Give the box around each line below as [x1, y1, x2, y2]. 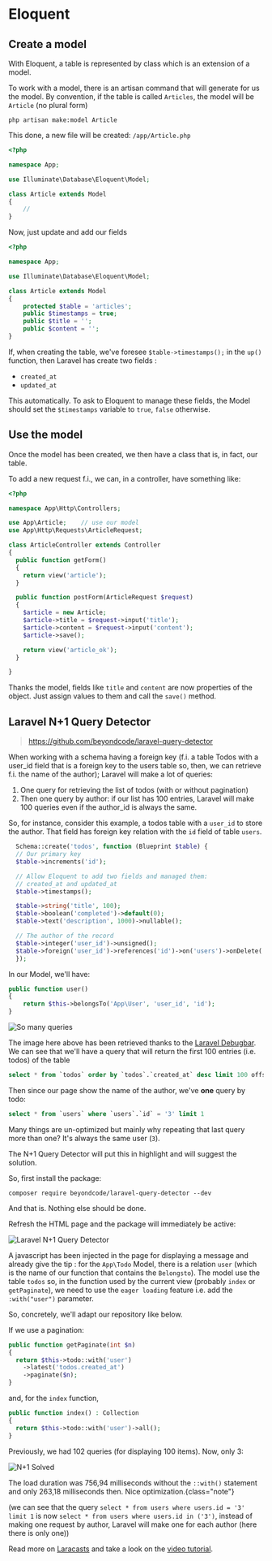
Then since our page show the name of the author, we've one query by [8, 1085, 245, 1095]
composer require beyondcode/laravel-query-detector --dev [8, 1189, 212, 1197]
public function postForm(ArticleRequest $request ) [15, 594, 194, 602]
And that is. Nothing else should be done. [8, 1203, 147, 1213]
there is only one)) [8, 1528, 70, 1537]
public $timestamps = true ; [23, 309, 117, 318]
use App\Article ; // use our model [8, 519, 139, 527]
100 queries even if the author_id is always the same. [19, 802, 198, 812]
